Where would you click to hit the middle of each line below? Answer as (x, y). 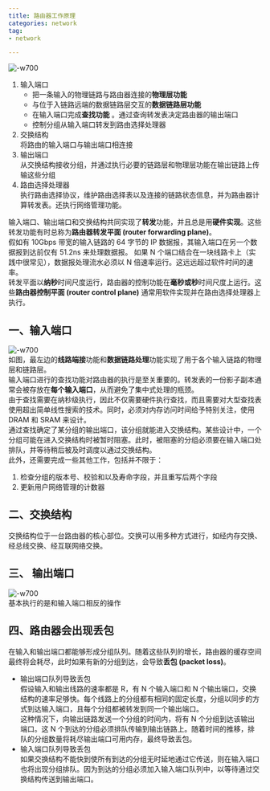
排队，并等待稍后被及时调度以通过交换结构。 (82, 450)
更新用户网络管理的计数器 (62, 487)
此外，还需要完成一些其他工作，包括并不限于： (86, 460)
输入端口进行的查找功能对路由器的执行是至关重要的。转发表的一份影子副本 (131, 380)
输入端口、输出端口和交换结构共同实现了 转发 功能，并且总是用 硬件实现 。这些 (135, 222)
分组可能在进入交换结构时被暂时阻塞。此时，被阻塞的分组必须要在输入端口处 (135, 440)
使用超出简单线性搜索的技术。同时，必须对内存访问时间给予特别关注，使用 (131, 410)
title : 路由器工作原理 (42, 16)
